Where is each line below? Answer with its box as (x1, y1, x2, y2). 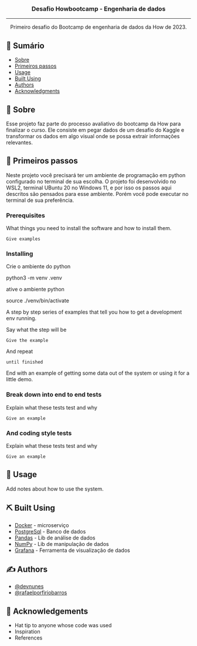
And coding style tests (6, 429, 72, 437)
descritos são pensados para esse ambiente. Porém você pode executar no (6, 190, 189, 197)
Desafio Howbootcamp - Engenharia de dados (31, 5, 166, 13)
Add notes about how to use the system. (6, 485, 104, 492)
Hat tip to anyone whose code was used (14, 622, 112, 629)
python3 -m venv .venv (6, 274, 63, 281)
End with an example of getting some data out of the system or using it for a (6, 369, 189, 377)
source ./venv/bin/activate (6, 297, 69, 304)
